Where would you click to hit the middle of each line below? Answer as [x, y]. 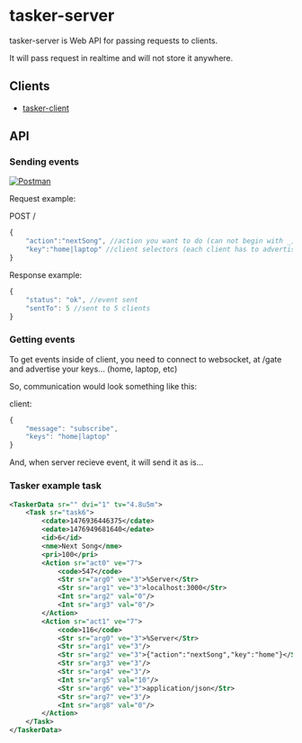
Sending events [44, 162]
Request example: [43, 199]
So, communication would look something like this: [103, 386]
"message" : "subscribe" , [72, 428]
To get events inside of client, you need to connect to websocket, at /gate [146, 359]
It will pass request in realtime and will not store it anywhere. [121, 58]
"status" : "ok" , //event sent [82, 300]
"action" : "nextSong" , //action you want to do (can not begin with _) [160, 241]
